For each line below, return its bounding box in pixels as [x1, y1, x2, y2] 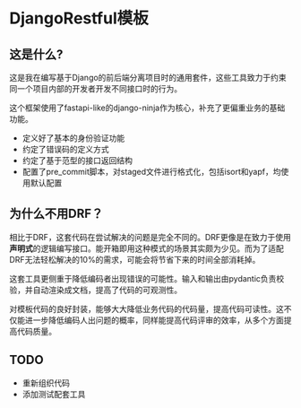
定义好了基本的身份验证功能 [21, 133, 125, 143]
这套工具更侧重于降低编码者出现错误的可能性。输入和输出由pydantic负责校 [9, 273, 285, 283]
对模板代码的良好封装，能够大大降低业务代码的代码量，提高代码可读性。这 [9, 303, 284, 314]
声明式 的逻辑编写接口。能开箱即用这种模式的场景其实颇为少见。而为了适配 [9, 243, 284, 254]
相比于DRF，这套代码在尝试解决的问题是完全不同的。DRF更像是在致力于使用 [9, 231, 291, 242]
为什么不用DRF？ [9, 206, 104, 221]
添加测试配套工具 [21, 388, 86, 399]
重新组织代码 [21, 378, 70, 388]
